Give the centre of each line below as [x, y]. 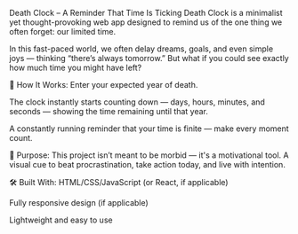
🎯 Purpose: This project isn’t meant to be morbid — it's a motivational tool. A [149, 155]
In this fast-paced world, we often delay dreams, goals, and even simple [141, 49]
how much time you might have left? [76, 67]
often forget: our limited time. [63, 31]
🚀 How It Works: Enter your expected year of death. [104, 85]
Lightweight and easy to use [61, 220]
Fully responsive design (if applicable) [79, 203]
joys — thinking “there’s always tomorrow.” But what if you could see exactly [149, 58]
